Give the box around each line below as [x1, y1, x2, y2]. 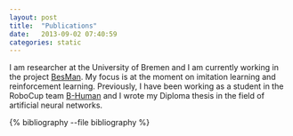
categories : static [9, 37, 82, 47]
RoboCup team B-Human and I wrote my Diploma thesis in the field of [9, 91, 265, 101]
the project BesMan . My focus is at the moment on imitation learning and [9, 72, 276, 83]
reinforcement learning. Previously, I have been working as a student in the [9, 81, 284, 92]
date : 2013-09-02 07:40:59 [9, 29, 118, 38]
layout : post [9, 12, 58, 22]
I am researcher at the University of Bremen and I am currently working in [9, 62, 279, 73]
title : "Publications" [9, 21, 98, 30]
